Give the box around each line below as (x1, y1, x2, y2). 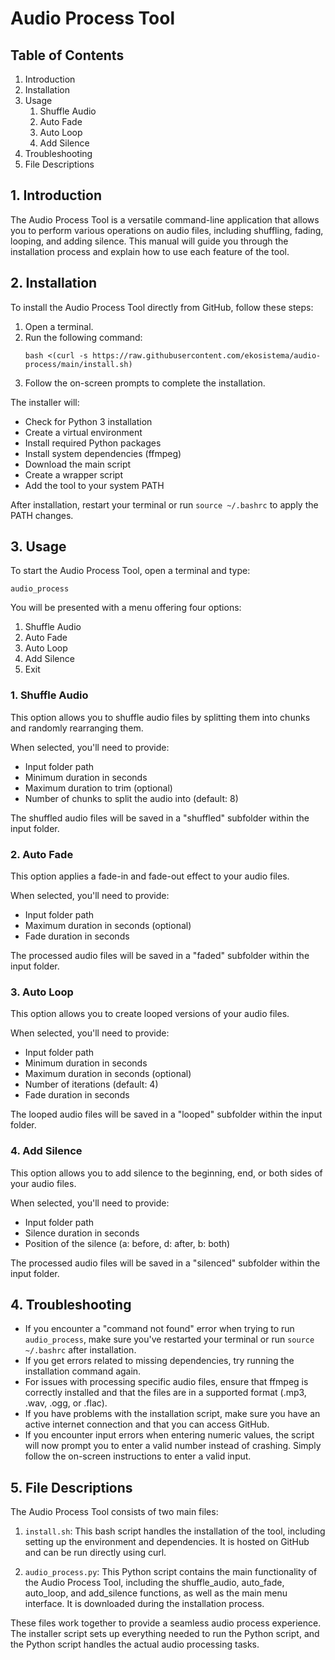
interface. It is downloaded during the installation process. (24, 1598, 265, 1610)
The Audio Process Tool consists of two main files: (10, 1506, 219, 1518)
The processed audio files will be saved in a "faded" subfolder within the (10, 950, 310, 962)
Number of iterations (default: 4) (24, 1078, 159, 1091)
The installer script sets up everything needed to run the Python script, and (10, 1628, 320, 1640)
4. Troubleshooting (10, 1297, 132, 1314)
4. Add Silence (10, 1144, 83, 1158)
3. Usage (10, 538, 67, 556)
